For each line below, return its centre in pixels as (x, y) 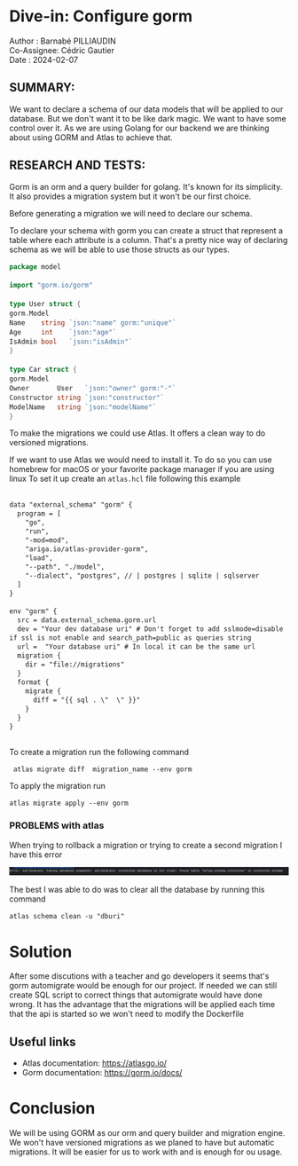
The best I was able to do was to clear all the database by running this (137, 890)
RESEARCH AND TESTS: (78, 165)
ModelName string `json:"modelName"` (83, 407)
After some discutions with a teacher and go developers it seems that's (139, 976)
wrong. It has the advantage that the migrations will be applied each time (142, 1004)
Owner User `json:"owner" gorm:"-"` (93, 388)
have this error (36, 855)
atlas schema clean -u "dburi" (67, 917)
